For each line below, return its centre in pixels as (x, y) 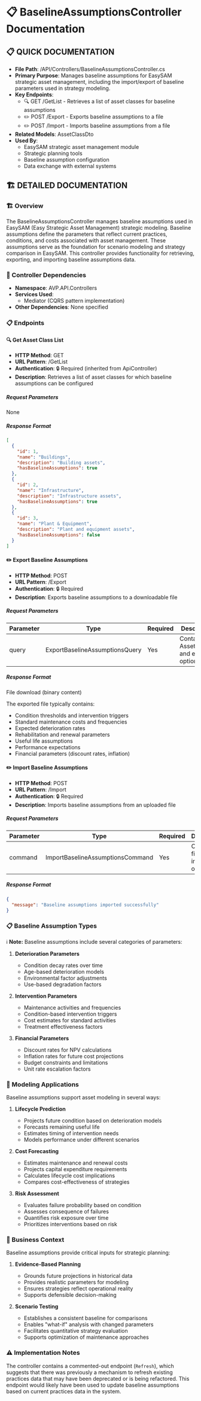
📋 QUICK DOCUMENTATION (60, 52)
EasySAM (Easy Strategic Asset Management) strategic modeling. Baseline (99, 227)
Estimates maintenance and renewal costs (76, 1163)
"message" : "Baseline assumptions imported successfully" (86, 905)
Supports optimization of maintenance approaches (86, 1337)
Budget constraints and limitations (66, 1062)
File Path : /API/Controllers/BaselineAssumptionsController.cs (90, 69)
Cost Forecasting (36, 1151)
